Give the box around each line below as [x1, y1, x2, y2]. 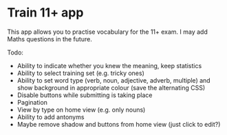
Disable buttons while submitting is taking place [17, 91, 153, 99]
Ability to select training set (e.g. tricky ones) [17, 69, 144, 77]
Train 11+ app [7, 5, 84, 21]
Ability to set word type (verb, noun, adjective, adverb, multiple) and [17, 76, 211, 84]
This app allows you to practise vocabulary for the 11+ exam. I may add [7, 28, 208, 36]
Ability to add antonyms [17, 112, 85, 121]
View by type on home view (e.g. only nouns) [17, 105, 146, 114]
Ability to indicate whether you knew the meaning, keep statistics [17, 61, 202, 70]
